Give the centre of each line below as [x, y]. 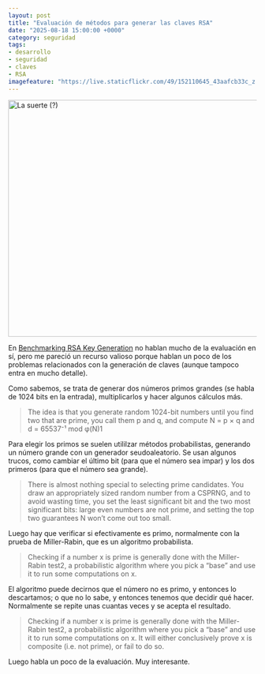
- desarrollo [30, 52]
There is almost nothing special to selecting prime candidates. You [136, 484]
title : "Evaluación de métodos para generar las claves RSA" [111, 23]
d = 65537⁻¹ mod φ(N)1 [65, 429]
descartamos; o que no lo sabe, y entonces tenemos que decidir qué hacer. [131, 597]
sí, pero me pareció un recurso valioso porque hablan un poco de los [120, 356]
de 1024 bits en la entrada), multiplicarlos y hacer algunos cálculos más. [125, 396]
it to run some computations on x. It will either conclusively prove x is [140, 638]
